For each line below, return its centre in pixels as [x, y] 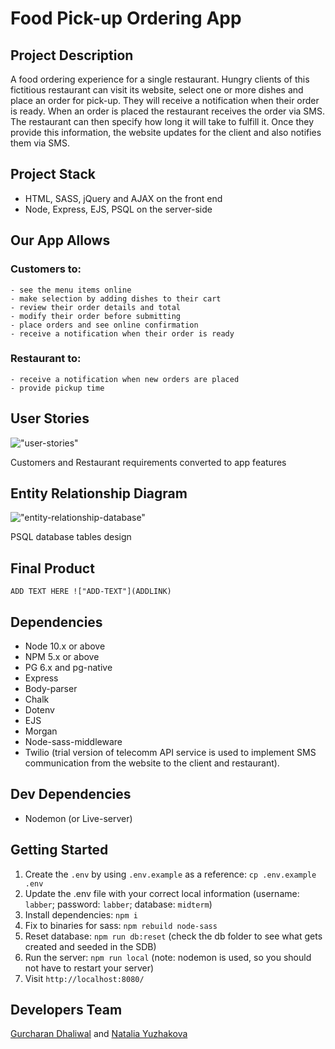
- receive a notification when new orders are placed [125, 379]
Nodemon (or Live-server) [78, 818]
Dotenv [39, 710]
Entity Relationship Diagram [99, 493]
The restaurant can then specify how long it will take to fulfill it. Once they [162, 121]
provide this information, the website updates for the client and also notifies [166, 132]
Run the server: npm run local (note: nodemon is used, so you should [168, 957]
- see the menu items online [71, 290]
